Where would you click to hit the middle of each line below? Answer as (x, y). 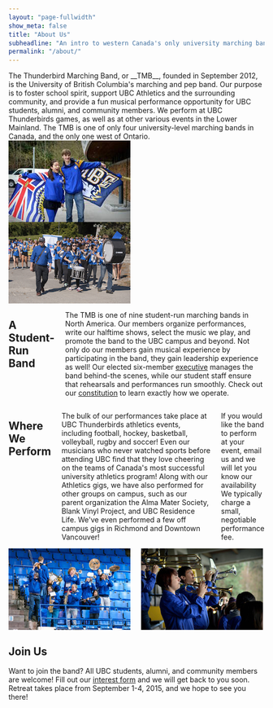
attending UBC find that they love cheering (133, 460)
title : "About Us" (39, 34)
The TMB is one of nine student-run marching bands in (157, 315)
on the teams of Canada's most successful (133, 468)
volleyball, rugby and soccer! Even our (126, 442)
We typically (241, 494)
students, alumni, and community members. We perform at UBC (116, 111)
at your (233, 442)
